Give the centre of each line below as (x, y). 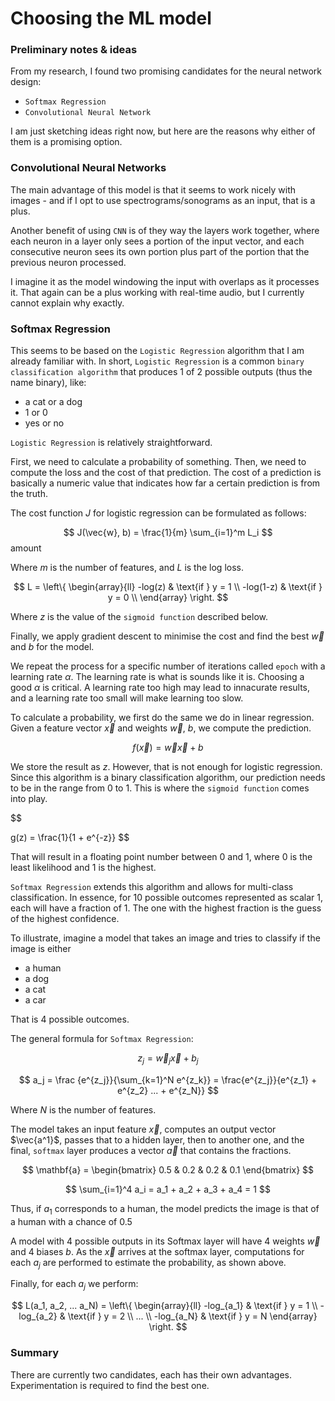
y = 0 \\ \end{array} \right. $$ (168, 598)
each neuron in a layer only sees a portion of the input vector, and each (157, 241)
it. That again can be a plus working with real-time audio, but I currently (157, 292)
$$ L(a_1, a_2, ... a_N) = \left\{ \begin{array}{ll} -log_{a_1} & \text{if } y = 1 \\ (164, 1306)
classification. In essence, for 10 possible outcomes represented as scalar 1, (167, 898)
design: (26, 82)
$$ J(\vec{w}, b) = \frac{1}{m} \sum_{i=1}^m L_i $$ (168, 533)
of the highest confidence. (65, 919)
